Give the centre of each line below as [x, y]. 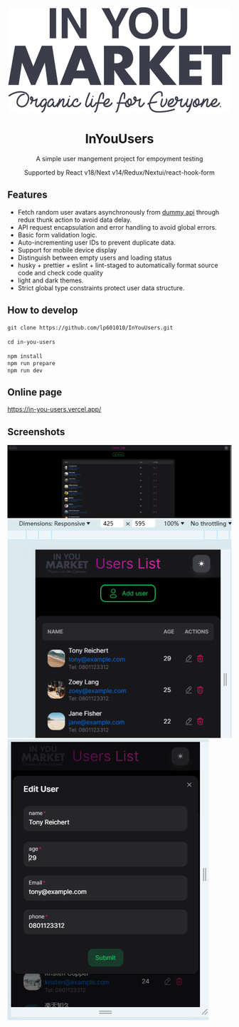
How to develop [43, 311]
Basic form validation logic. [57, 235]
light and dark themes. [51, 280]
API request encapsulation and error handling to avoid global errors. [117, 227]
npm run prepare [31, 363]
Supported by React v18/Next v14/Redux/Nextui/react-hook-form [119, 172]
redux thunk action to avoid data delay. [75, 220]
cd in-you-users [31, 342]
